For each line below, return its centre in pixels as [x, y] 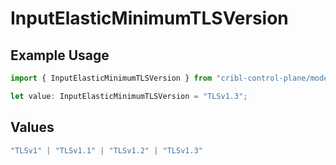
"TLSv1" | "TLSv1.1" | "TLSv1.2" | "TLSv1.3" [106, 150]
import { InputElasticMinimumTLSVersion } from [111, 78]
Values [32, 127]
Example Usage [60, 55]
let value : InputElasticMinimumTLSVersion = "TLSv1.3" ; [129, 96]
